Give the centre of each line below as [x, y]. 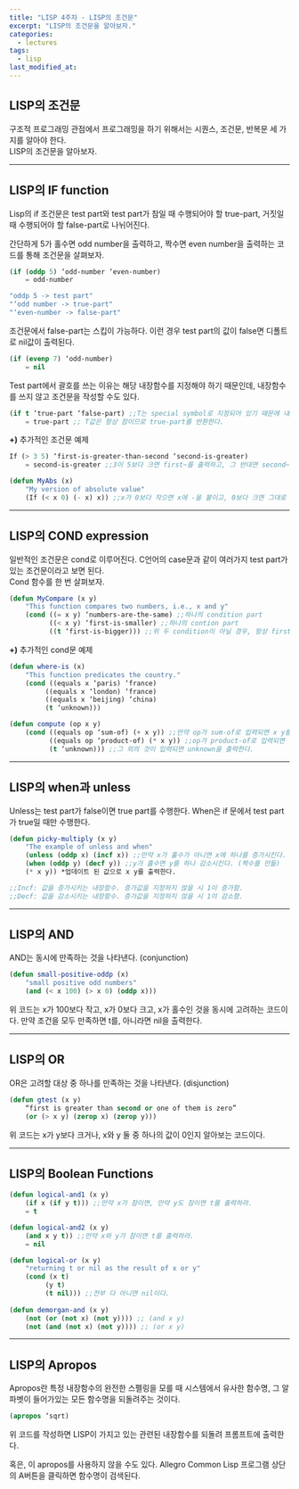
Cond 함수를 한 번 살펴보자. [57, 582]
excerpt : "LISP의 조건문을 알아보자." [73, 26]
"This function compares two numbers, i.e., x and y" [127, 607]
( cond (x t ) [47, 1277]
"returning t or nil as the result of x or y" [113, 1269]
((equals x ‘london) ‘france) [101, 691]
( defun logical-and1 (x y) [59, 1195]
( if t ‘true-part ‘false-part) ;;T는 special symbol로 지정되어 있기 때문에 [145, 413]
